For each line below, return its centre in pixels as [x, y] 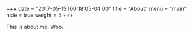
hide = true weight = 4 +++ [40, 15]
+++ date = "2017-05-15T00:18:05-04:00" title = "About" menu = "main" [97, 9]
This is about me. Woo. [35, 27]
